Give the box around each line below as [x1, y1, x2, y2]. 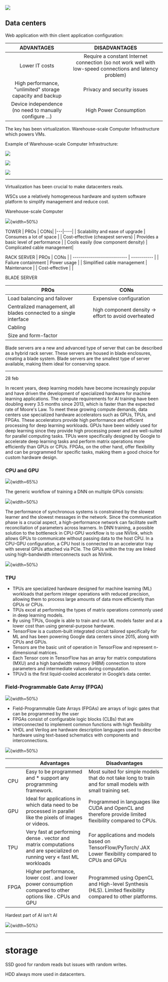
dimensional [12, 650, 38, 656]
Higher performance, [25, 868, 75, 875]
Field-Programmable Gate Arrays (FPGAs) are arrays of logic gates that [12, 705, 159, 711]
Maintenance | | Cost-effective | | [5, 265, 73, 271]
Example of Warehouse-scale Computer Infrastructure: [5, 141, 118, 147]
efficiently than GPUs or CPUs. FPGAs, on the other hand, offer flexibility [5, 443, 155, 449]
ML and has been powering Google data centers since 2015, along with [12, 634, 159, 640]
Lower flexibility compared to [88, 850, 157, 857]
